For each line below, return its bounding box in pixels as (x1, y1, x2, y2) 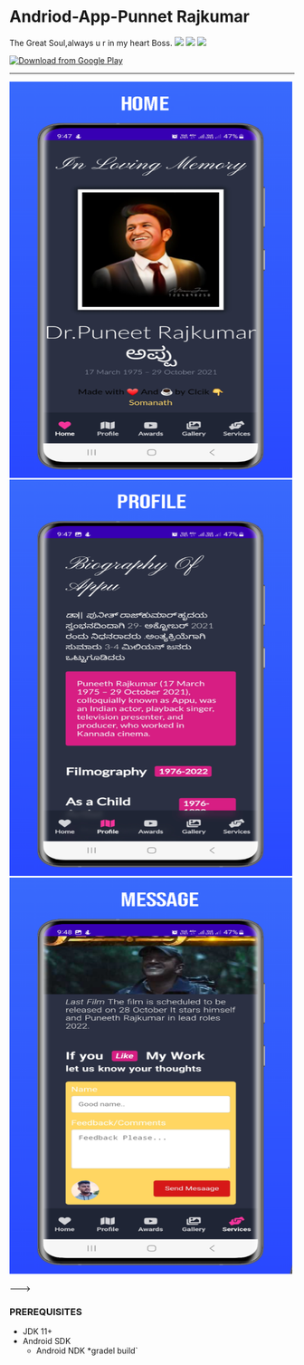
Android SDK (22, 1336, 71, 1347)
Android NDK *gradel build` (35, 1345, 138, 1356)
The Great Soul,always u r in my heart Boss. (9, 37, 173, 48)
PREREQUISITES (9, 1305, 83, 1318)
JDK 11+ (22, 1326, 52, 1337)
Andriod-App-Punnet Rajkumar (9, 6, 251, 27)
